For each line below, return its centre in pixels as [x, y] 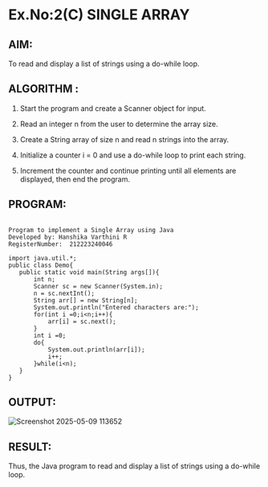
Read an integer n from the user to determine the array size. [119, 124]
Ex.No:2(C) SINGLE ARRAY [99, 15]
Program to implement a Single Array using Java [91, 230]
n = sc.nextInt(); [64, 293]
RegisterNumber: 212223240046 [61, 244]
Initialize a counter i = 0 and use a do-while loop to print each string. [133, 155]
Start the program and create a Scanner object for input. [113, 108]
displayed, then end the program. [75, 179]
